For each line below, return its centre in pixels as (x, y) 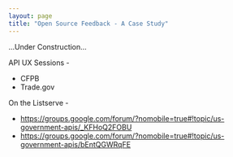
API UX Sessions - (39, 63)
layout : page (30, 16)
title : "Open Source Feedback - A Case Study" (88, 24)
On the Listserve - (39, 102)
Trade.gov (37, 87)
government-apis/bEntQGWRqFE (76, 144)
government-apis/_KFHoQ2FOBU (76, 127)
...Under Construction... (47, 46)
